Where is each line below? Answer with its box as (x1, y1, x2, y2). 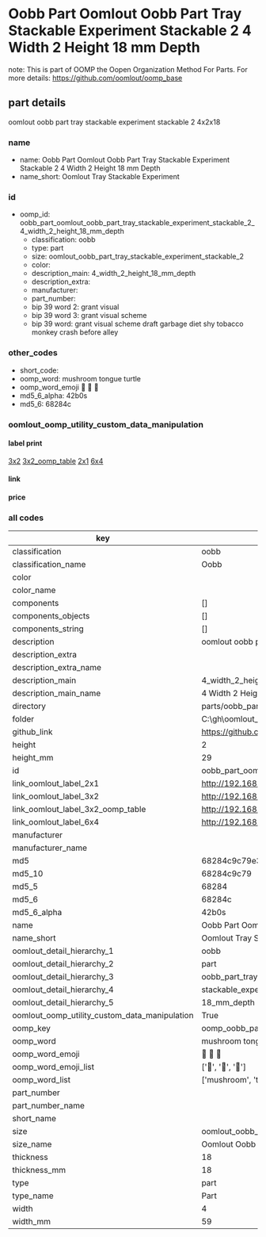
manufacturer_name (12, 842, 88, 853)
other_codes (8, 347, 58, 358)
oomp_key (12, 1023, 51, 1034)
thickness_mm (12, 1165, 66, 1176)
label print (8, 439, 43, 448)
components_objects (12, 611, 90, 622)
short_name (12, 1113, 57, 1124)
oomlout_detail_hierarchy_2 (12, 959, 114, 970)
